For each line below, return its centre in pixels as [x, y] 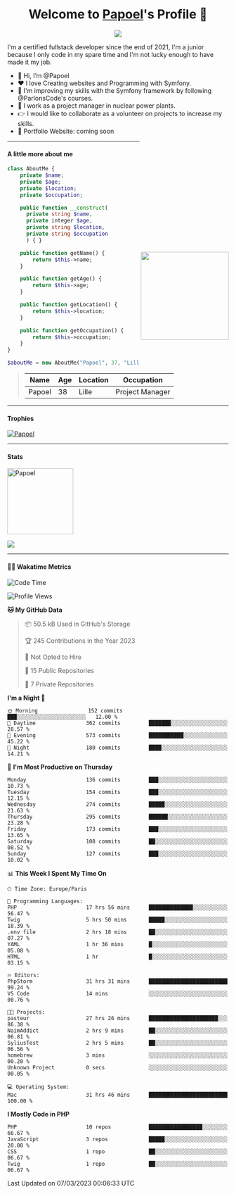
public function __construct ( [64, 208]
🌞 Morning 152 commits [65, 710]
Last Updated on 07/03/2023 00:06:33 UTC [71, 1183]
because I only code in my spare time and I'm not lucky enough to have [111, 54]
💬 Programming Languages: [45, 901]
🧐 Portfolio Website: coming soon [66, 131]
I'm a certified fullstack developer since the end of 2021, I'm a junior [106, 47]
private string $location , [65, 227]
